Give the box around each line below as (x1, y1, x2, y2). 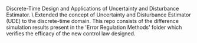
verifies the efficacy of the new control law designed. (6, 30, 136, 37)
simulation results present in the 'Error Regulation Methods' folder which (6, 24, 182, 31)
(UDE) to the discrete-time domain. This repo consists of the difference (6, 18, 179, 24)
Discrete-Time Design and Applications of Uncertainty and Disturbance (6, 5, 179, 12)
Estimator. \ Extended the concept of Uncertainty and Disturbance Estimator (6, 11, 191, 18)
